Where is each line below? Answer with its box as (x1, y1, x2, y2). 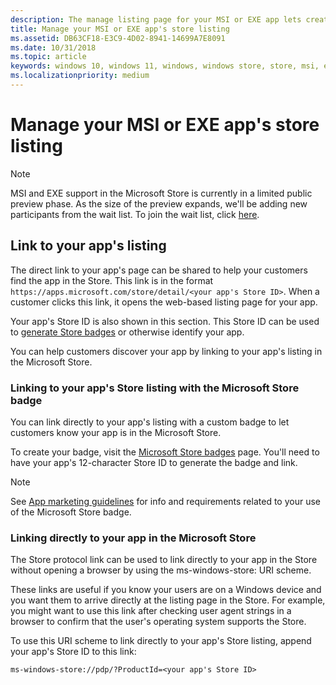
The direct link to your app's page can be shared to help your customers (10, 264, 308, 276)
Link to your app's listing (10, 237, 167, 255)
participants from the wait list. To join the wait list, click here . (10, 208, 260, 220)
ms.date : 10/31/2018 (10, 42, 97, 53)
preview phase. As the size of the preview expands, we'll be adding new (10, 197, 308, 210)
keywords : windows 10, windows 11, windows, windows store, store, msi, (10, 61, 320, 71)
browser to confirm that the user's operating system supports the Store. (10, 616, 307, 628)
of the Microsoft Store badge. (10, 506, 132, 518)
